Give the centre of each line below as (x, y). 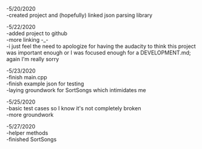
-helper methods (27, 133)
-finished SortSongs (32, 139)
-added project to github (37, 33)
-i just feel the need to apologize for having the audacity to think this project (101, 46)
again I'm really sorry (33, 59)
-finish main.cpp (27, 77)
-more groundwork (30, 115)
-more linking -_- (27, 40)
